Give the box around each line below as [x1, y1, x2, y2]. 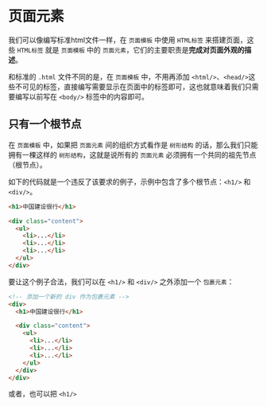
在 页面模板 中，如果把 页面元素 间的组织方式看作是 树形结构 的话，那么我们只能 [8, 140, 258, 150]
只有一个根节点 [8, 117, 82, 131]
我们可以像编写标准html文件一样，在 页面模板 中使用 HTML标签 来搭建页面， [8, 35, 248, 45]
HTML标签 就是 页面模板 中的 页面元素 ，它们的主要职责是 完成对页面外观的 [17, 45, 245, 54]
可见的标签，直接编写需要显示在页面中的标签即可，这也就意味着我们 [21, 81, 245, 92]
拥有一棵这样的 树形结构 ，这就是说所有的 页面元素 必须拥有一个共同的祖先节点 [8, 150, 257, 159]
